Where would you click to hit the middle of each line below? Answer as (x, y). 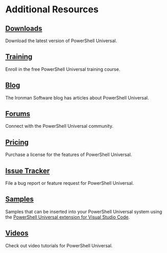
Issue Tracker (28, 171)
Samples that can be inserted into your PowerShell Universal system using (84, 211)
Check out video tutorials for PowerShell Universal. (59, 245)
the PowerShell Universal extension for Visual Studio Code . (68, 217)
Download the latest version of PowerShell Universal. (61, 41)
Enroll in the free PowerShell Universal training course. (63, 69)
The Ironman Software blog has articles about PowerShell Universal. (77, 98)
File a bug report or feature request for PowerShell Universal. (70, 183)
